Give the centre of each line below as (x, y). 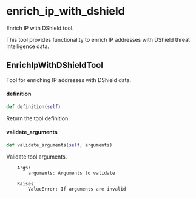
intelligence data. (28, 46)
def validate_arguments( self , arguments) (59, 145)
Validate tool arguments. (37, 157)
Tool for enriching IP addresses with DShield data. (69, 80)
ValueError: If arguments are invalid (77, 189)
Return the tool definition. (38, 118)
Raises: (27, 183)
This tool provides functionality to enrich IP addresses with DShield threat (98, 39)
